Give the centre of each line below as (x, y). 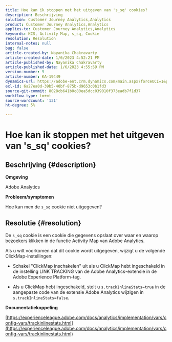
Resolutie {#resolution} (43, 223)
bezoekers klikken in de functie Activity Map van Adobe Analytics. (75, 241)
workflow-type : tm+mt (28, 96)
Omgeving (17, 177)
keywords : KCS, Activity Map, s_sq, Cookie (52, 34)
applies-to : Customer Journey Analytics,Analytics (60, 29)
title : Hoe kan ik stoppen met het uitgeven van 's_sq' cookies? (76, 10)
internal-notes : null (28, 44)
